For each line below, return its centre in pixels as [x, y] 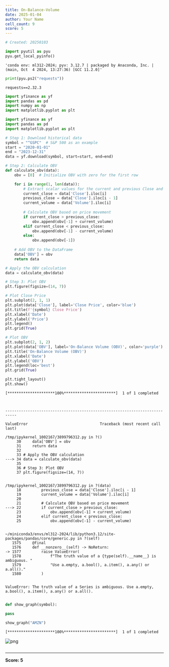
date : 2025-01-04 [23, 15]
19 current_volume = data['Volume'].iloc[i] [73, 494]
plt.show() [17, 384]
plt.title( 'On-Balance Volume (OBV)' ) [46, 351]
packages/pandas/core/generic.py [40, 538]
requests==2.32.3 [23, 88]
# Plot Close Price [26, 296]
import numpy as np [26, 106]
